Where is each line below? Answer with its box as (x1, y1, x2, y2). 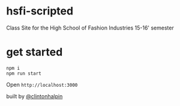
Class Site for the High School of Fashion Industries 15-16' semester (6, 24, 174, 31)
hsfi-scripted (6, 4, 74, 18)
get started (6, 45, 63, 59)
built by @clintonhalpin (6, 92, 63, 100)
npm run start (6, 70, 42, 76)
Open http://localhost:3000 (6, 81, 78, 88)
